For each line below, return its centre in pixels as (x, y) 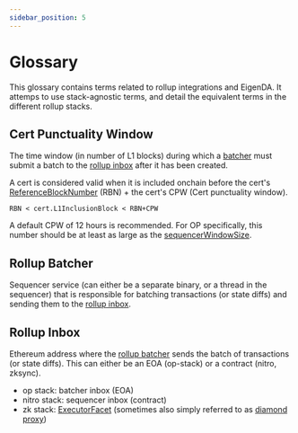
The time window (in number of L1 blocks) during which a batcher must (141, 156)
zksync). (25, 373)
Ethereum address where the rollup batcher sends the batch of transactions (149, 354)
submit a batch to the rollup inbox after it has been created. (119, 165)
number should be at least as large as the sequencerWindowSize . (131, 235)
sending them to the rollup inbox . (70, 304)
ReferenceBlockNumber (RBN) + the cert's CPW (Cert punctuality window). (149, 192)
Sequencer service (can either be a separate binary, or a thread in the (138, 285)
